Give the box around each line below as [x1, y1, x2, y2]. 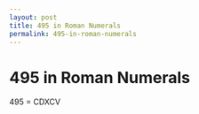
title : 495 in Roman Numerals [9, 21, 122, 30]
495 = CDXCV [9, 96, 60, 107]
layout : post [9, 12, 58, 22]
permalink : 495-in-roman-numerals [9, 29, 138, 38]
